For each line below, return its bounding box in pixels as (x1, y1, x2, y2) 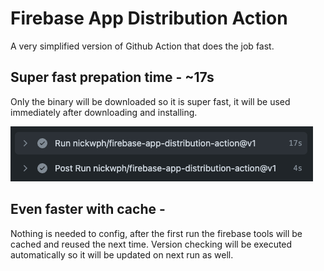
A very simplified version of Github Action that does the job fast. (10, 40, 275, 52)
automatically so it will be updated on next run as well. (10, 248, 234, 261)
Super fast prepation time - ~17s (10, 69, 215, 86)
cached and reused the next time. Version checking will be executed (10, 238, 293, 250)
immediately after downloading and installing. (10, 106, 198, 118)
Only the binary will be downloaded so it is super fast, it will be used (10, 95, 291, 107)
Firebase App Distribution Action (10, 7, 288, 30)
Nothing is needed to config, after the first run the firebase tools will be (10, 227, 303, 239)
